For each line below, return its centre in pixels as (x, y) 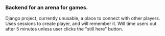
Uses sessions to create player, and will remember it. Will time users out (81, 23)
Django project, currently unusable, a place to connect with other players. (83, 18)
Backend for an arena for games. (47, 7)
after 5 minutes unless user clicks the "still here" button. (64, 29)
